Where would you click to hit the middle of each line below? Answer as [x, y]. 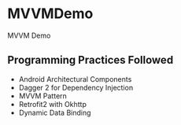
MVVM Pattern [43, 96]
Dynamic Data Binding [55, 112]
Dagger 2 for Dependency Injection [76, 87]
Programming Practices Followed [90, 60]
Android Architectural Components [75, 79]
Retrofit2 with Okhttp [53, 104]
